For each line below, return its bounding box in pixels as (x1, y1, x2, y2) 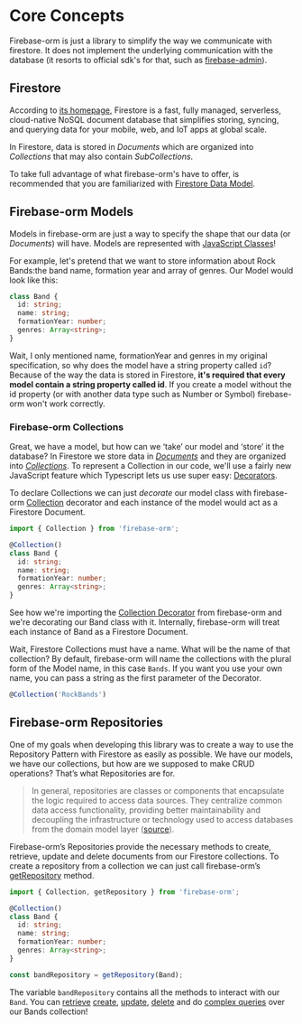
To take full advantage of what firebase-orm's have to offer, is (9, 168, 240, 179)
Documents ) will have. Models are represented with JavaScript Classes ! (9, 237, 277, 248)
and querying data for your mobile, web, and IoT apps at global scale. (9, 124, 268, 135)
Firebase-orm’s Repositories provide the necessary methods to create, (9, 841, 272, 852)
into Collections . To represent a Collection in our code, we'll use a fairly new (9, 461, 292, 471)
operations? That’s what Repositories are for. (9, 768, 176, 778)
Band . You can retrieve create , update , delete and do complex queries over (9, 996, 286, 1007)
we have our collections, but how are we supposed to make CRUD (9, 758, 255, 768)
